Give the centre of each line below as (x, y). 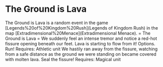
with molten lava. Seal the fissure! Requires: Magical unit (63, 59)
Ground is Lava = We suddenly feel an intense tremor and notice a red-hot (81, 38)
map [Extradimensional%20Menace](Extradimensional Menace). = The (78, 33)
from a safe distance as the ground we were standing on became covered (81, 54)
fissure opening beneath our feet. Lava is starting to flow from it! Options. (80, 43)
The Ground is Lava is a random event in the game (57, 23)
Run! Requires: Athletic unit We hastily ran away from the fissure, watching (81, 49)
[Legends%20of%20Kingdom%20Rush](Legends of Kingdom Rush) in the (81, 28)
